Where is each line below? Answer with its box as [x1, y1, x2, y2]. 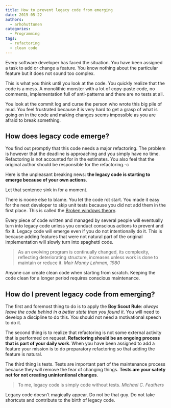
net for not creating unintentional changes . [5, 372, 99, 378]
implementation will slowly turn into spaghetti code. [5, 239, 114, 245]
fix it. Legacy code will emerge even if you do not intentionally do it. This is [5, 228, 162, 235]
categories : [5, 27, 31, 32]
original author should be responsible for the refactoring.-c [5, 162, 129, 168]
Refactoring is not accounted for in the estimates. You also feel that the [5, 156, 155, 162]
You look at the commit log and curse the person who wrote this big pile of [5, 100, 162, 107]
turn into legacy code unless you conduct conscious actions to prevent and [5, 223, 164, 229]
